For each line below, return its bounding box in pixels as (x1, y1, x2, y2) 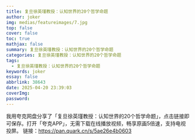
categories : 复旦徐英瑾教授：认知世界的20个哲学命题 (6, 52, 122, 58)
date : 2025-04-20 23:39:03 (6, 85, 72, 91)
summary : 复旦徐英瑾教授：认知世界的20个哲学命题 (6, 47, 114, 53)
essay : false (6, 74, 38, 80)
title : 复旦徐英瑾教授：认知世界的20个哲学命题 (6, 8, 108, 15)
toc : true (6, 36, 30, 42)
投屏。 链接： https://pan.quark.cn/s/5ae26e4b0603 (6, 127, 132, 134)
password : (6, 95, 30, 101)
